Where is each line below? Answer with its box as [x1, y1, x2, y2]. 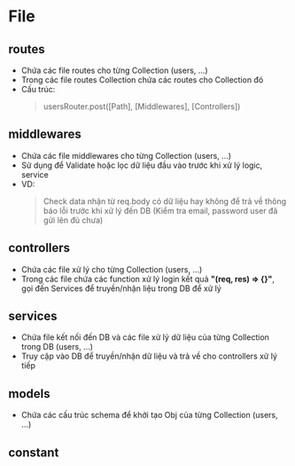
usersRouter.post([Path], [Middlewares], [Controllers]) [43, 101, 241, 112]
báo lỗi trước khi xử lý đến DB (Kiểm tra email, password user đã [43, 205, 278, 216]
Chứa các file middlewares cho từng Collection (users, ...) [20, 150, 232, 161]
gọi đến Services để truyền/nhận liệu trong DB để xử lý [20, 282, 222, 294]
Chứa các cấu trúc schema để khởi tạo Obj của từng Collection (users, [20, 410, 278, 421]
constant [8, 445, 59, 460]
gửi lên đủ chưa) [43, 215, 104, 225]
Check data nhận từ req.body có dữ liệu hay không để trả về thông [43, 195, 287, 206]
